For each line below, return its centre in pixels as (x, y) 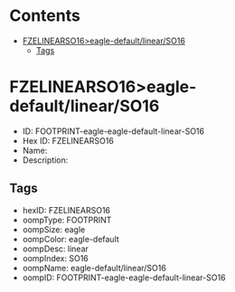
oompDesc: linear (55, 249)
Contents (45, 16)
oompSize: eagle (54, 229)
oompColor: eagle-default (70, 239)
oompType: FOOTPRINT (67, 220)
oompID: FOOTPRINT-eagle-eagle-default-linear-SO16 (124, 278)
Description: (45, 160)
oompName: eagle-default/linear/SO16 (94, 268)
